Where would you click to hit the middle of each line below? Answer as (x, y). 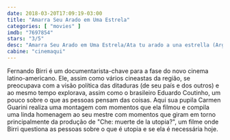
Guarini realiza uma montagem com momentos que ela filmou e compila (108, 107)
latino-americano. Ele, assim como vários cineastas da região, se (99, 78)
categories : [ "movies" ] (44, 26)
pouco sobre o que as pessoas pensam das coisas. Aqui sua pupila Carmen (114, 100)
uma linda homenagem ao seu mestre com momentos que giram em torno (112, 114)
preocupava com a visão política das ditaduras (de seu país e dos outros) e (113, 85)
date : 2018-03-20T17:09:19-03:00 (55, 13)
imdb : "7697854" (30, 32)
